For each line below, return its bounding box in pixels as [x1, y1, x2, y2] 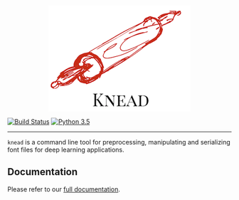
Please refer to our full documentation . [7, 184, 121, 194]
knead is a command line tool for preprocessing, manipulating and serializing [7, 138, 231, 146]
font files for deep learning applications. [7, 145, 124, 154]
